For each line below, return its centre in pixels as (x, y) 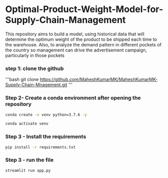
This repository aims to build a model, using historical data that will (75, 34)
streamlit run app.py (28, 170)
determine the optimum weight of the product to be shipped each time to (81, 39)
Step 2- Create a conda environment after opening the (73, 98)
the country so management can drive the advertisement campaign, (76, 50)
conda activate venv (27, 124)
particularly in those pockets (35, 55)
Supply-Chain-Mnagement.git (36, 85)
